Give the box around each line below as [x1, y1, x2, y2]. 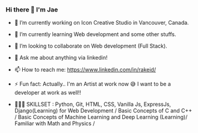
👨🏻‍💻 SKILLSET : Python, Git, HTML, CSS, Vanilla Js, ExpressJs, [14, 101, 172, 108]
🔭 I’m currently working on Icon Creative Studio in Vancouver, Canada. [14, 19, 189, 26]
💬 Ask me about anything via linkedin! [14, 54, 108, 61]
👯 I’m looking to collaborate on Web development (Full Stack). [14, 42, 168, 50]
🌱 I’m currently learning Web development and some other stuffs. [14, 31, 176, 38]
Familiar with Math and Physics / [14, 120, 95, 127]
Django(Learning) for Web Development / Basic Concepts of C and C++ [14, 107, 193, 114]
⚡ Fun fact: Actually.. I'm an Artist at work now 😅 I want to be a [14, 81, 171, 88]
